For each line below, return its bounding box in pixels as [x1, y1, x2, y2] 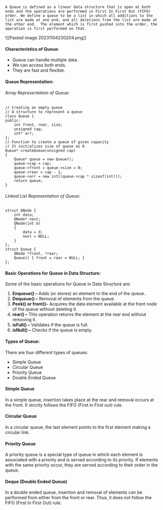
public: [5, 118, 21, 123]
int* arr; [14, 131, 34, 136]
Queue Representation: [5, 79, 54, 85]
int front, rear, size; [14, 122, 63, 127]
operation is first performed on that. [5, 26, 87, 31]
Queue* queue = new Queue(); [14, 157, 74, 162]
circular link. [5, 429, 30, 435]
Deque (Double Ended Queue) [5, 479, 67, 484]
